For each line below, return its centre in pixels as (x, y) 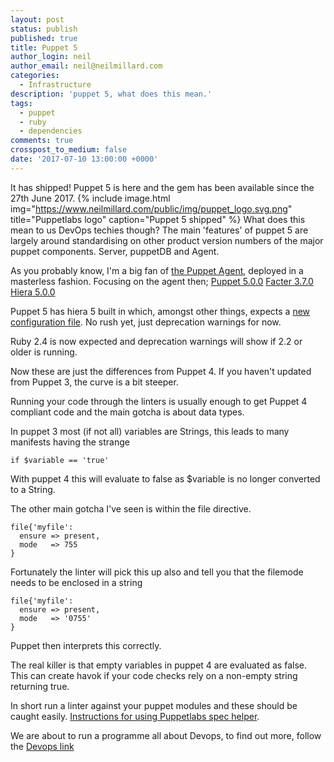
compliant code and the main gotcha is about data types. (127, 412)
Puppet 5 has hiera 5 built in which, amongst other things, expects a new (160, 311)
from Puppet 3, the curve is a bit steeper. (94, 382)
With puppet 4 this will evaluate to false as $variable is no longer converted (165, 478)
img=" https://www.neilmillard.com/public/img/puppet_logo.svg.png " (151, 208)
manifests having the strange (70, 442)
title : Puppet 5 (44, 47)
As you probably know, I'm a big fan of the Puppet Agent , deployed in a (157, 270)
